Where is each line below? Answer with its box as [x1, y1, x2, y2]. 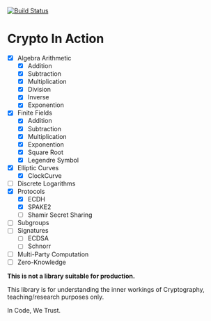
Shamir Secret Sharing [27, 211, 93, 219]
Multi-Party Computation [17, 250, 89, 258]
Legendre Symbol [27, 156, 79, 164]
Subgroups [17, 219, 49, 227]
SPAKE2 [27, 203, 52, 211]
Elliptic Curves [17, 163, 59, 172]
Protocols [17, 188, 45, 195]
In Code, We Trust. [7, 306, 61, 314]
